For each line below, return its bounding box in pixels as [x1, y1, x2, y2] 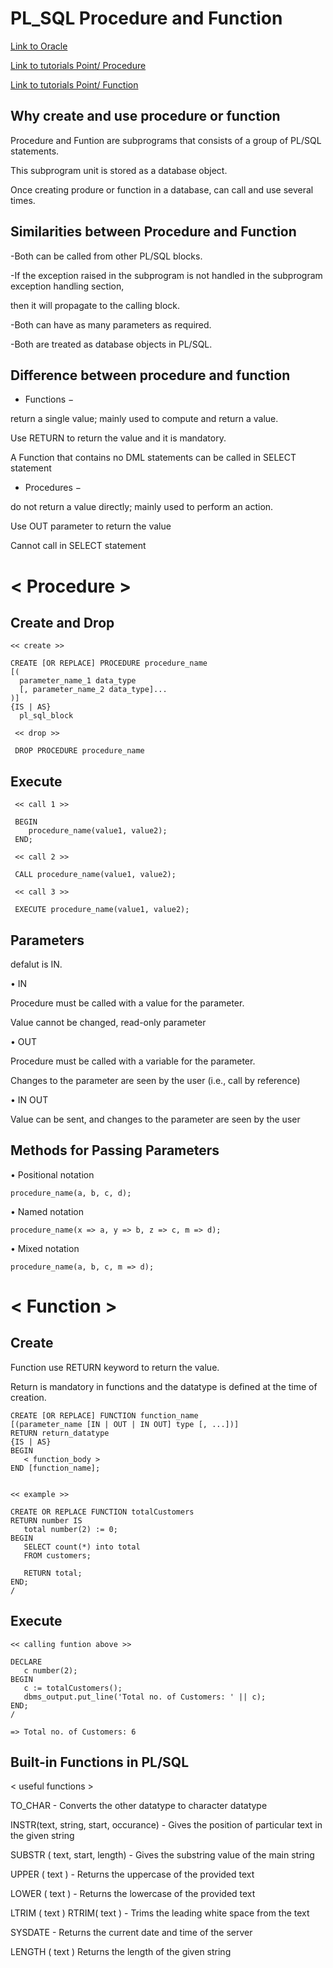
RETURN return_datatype [10, 1428, 110, 1438]
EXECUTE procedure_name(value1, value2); [14, 905, 190, 915]
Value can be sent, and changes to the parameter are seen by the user [10, 1113, 301, 1125]
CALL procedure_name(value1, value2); [14, 870, 177, 880]
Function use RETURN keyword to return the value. [10, 1361, 220, 1373]
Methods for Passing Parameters [10, 1142, 220, 1159]
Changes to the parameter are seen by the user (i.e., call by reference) [10, 1075, 301, 1086]
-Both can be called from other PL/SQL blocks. [10, 250, 203, 262]
